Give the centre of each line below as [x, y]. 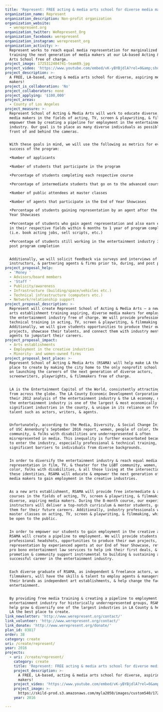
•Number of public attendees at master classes [58, 193]
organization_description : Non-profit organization [58, 18]
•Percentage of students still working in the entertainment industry [82, 241]
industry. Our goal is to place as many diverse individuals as [76, 127]
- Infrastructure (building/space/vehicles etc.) [60, 290]
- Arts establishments [32, 345]
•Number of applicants [32, 158]
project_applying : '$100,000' [36, 95]
